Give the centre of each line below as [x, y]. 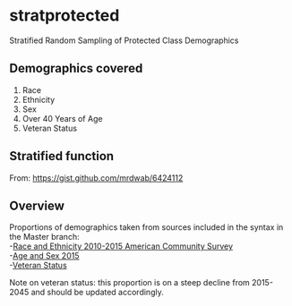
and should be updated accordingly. [97, 293]
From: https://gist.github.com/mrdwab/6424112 [96, 178]
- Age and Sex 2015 [44, 256]
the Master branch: [44, 237]
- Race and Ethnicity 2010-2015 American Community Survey [121, 246]
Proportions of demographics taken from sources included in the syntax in [146, 227]
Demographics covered [76, 68]
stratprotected [64, 16]
